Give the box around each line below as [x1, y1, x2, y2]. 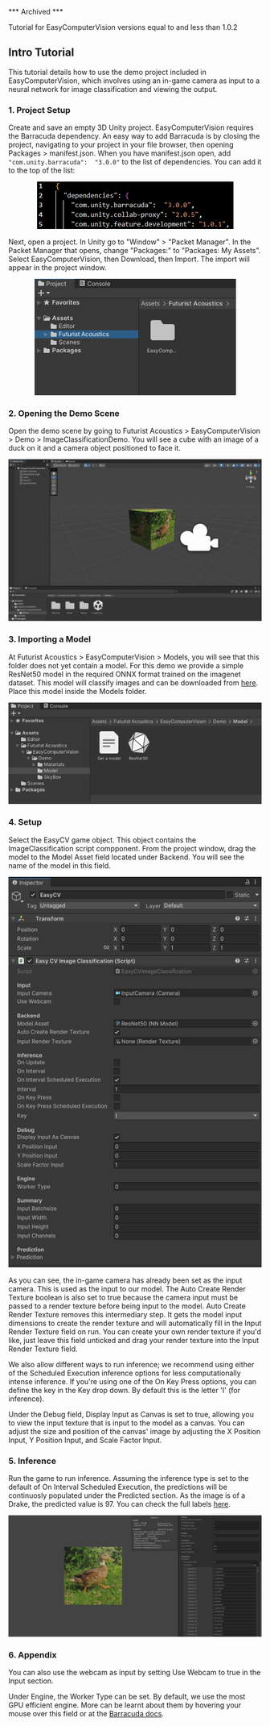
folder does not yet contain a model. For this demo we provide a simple [8, 660, 243, 670]
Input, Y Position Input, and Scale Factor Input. [8, 1435, 162, 1445]
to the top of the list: [8, 165, 76, 176]
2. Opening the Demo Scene [8, 408, 121, 419]
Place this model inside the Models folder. [8, 686, 147, 696]
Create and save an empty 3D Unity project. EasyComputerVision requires [8, 123, 255, 132]
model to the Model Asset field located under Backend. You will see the [8, 852, 245, 862]
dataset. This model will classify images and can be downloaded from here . [8, 677, 259, 688]
